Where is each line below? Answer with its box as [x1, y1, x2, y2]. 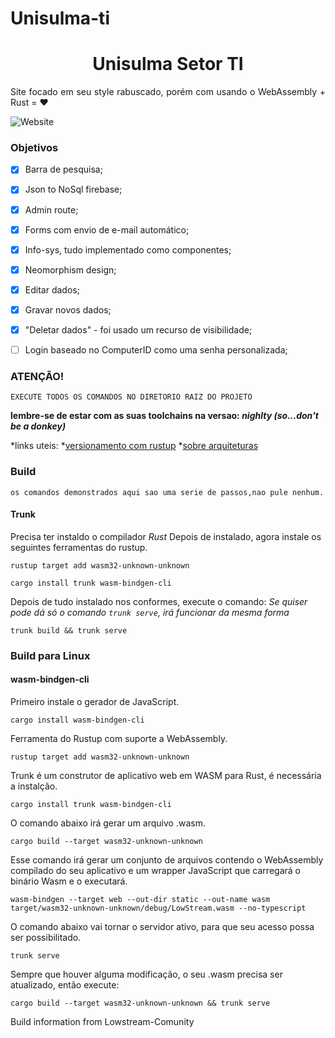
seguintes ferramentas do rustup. [10, 541, 148, 553]
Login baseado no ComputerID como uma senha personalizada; [24, 343, 288, 356]
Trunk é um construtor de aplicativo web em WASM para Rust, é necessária [10, 769, 322, 781]
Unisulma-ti [10, 7, 110, 30]
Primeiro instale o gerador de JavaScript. [10, 695, 180, 707]
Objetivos [10, 141, 59, 155]
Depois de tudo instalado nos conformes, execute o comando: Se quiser [10, 595, 308, 607]
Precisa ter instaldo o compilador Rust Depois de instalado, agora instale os [10, 530, 322, 542]
